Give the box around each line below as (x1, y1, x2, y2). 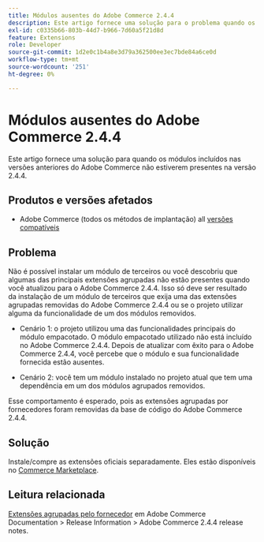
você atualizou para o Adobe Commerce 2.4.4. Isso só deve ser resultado (8, 283, 247, 293)
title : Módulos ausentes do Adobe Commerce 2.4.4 (8, 11, 175, 20)
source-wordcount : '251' (8, 63, 90, 71)
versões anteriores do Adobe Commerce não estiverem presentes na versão (8, 163, 256, 172)
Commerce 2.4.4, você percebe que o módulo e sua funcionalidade (19, 349, 240, 359)
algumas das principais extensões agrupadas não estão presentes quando (8, 275, 251, 285)
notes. (8, 525, 29, 535)
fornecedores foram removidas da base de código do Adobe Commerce (8, 405, 243, 414)
